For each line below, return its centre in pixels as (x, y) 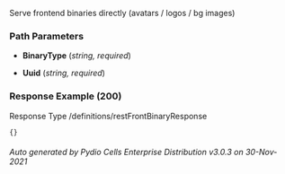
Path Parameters (46, 36)
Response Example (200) (66, 96)
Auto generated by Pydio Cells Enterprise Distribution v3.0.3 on (127, 152)
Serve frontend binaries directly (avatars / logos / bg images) (122, 13)
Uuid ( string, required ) (64, 73)
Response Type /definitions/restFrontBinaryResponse (108, 116)
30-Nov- (262, 152)
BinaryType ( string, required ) (77, 56)
